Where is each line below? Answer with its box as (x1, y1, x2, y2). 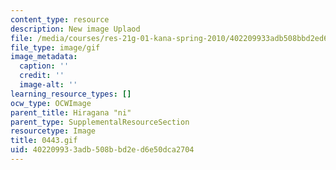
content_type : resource (10, 14, 110, 25)
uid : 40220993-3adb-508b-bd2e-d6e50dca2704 (10, 145, 195, 155)
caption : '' (19, 61, 70, 71)
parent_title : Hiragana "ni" (10, 107, 132, 118)
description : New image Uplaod (10, 24, 141, 34)
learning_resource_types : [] (10, 89, 132, 99)
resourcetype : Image (10, 126, 97, 136)
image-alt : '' (19, 80, 78, 90)
